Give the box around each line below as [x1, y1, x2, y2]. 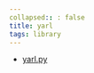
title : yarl [9, 21, 53, 30]
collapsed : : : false [9, 12, 86, 22]
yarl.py [21, 54, 48, 65]
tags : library [9, 29, 62, 38]
